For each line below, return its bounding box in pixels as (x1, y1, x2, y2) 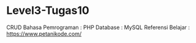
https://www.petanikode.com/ (6, 30, 82, 37)
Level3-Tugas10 (6, 4, 90, 18)
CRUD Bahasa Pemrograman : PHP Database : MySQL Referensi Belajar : (6, 24, 190, 31)
